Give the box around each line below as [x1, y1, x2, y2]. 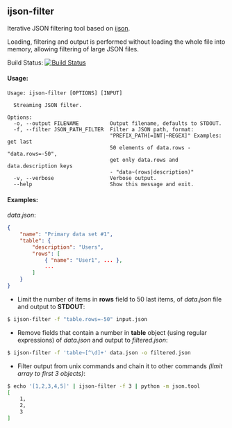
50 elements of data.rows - [110, 145, 191, 151]
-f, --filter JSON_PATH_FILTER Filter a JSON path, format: [13, 126, 194, 133]
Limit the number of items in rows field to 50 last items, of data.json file [17, 295, 222, 303]
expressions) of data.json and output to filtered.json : [17, 336, 168, 344]
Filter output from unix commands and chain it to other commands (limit [17, 361, 223, 370]
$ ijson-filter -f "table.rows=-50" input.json [7, 315, 148, 322]
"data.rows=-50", [7, 151, 58, 158]
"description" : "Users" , [32, 243, 104, 251]
